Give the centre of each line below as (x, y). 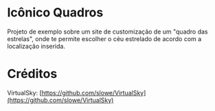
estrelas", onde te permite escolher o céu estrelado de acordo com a (104, 38)
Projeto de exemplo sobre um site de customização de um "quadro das (107, 32)
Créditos (32, 74)
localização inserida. (36, 46)
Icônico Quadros (55, 13)
